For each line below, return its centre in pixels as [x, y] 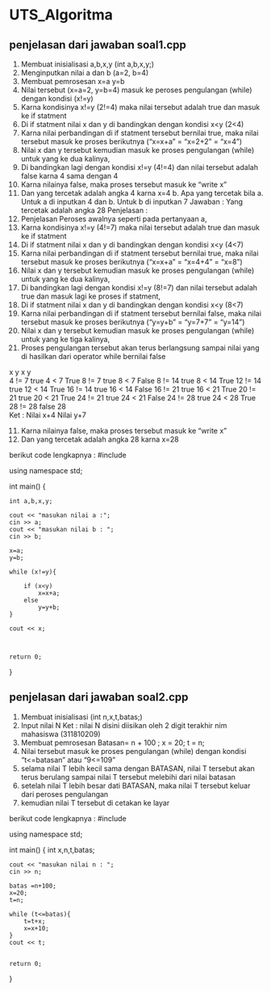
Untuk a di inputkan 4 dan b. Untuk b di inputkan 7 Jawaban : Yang [132, 201]
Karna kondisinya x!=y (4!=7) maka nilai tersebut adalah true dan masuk [140, 227]
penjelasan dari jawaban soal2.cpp [99, 697]
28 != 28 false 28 [38, 407]
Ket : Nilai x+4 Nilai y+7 [48, 415]
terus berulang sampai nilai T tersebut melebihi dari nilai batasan [128, 777]
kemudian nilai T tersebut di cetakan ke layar [95, 803]
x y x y [20, 372]
